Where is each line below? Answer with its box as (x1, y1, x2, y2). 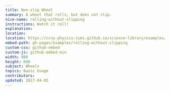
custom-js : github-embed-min (5, 50, 67, 55)
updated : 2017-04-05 (5, 78, 49, 83)
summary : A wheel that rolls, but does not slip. (5, 12, 112, 17)
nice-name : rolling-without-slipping (5, 17, 85, 22)
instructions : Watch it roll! (5, 21, 69, 27)
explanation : (5, 26, 33, 31)
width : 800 (5, 54, 28, 60)
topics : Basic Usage (5, 69, 49, 74)
